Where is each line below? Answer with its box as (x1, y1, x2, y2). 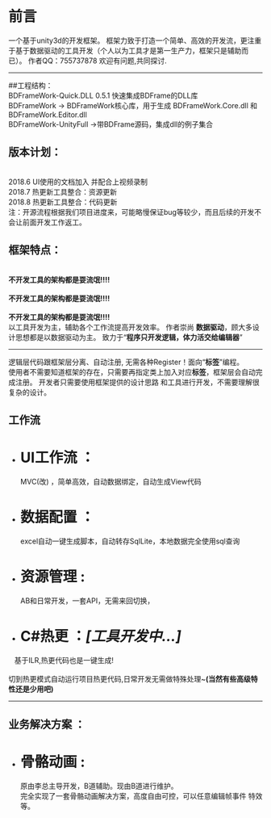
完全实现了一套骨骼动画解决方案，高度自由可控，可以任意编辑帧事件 (19, 791, 247, 801)
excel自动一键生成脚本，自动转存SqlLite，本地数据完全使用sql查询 (19, 536, 240, 546)
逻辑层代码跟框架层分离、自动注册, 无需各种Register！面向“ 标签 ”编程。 (8, 357, 244, 367)
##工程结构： (8, 80, 53, 90)
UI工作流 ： (19, 449, 95, 467)
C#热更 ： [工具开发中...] (19, 627, 181, 645)
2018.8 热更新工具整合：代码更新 (8, 197, 118, 207)
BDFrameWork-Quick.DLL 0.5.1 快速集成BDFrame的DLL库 (8, 90, 198, 100)
